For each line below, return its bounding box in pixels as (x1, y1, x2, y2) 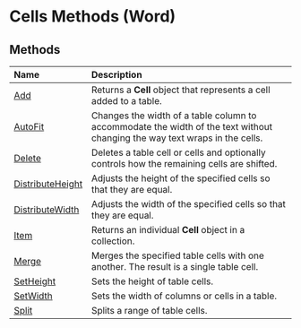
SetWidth (13, 289, 54, 302)
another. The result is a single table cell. (90, 261, 259, 272)
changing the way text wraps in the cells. (90, 132, 263, 144)
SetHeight (13, 275, 56, 288)
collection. (90, 235, 135, 247)
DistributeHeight (13, 177, 83, 190)
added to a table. (90, 95, 163, 107)
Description (90, 69, 142, 81)
